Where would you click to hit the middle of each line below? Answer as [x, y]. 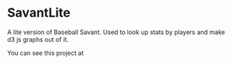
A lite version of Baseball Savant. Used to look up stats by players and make [116, 32]
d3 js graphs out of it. [38, 39]
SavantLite [39, 13]
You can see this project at [45, 53]
